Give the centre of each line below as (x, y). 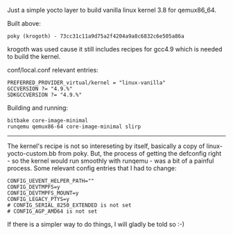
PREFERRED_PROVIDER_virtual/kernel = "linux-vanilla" (87, 83)
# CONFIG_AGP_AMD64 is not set (52, 211)
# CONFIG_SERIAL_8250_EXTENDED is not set (69, 205)
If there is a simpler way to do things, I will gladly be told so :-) (96, 224)
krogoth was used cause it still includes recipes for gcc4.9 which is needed (115, 49)
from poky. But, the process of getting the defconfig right (140, 153)
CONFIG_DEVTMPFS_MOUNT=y (43, 193)
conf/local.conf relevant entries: (53, 70)
